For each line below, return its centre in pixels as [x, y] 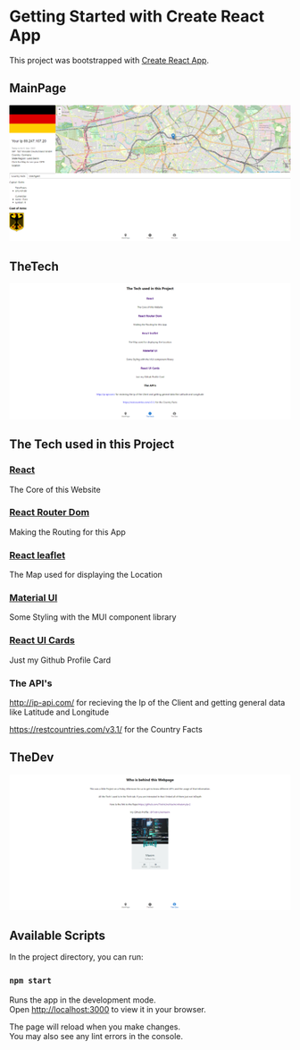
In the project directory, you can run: [76, 957]
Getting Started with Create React [137, 17]
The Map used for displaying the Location [86, 575]
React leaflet [37, 555]
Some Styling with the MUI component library [93, 617]
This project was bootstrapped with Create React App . [109, 60]
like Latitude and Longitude [59, 712]
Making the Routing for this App [68, 532]
